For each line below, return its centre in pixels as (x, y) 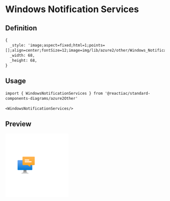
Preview (18, 124)
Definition (21, 28)
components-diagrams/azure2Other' (42, 98)
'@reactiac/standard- (127, 93)
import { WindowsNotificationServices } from (54, 93)
